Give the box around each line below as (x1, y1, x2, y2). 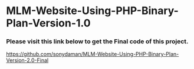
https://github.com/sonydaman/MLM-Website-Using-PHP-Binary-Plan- (6, 51, 179, 58)
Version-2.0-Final (6, 57, 49, 64)
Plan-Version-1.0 (6, 16, 91, 30)
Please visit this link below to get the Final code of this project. (6, 37, 189, 46)
